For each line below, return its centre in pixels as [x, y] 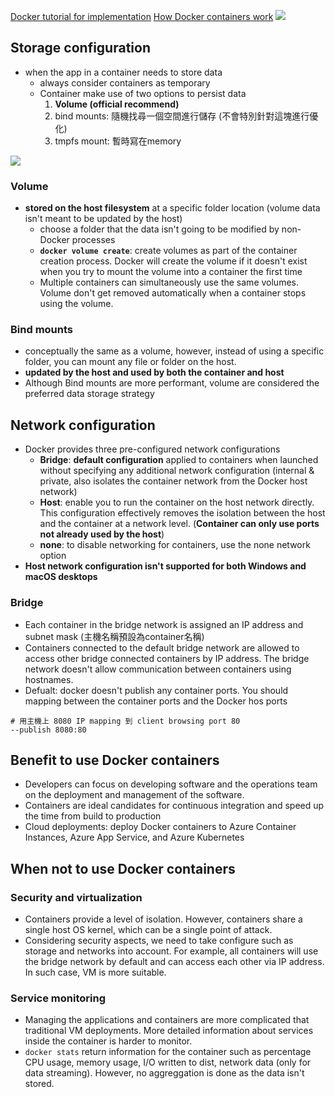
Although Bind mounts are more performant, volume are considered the [172, 383]
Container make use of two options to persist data [143, 93]
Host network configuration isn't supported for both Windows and [165, 566]
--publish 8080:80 [48, 730]
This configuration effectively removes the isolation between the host [182, 513]
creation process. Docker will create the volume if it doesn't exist [173, 261]
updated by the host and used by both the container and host [154, 372]
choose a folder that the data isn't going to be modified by [159, 229]
